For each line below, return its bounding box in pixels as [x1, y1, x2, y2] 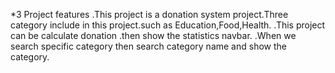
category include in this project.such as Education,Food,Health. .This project [10, 19, 326, 31]
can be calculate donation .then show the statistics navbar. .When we [10, 30, 297, 41]
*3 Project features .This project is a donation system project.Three [10, 9, 289, 20]
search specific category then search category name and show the [10, 40, 287, 52]
